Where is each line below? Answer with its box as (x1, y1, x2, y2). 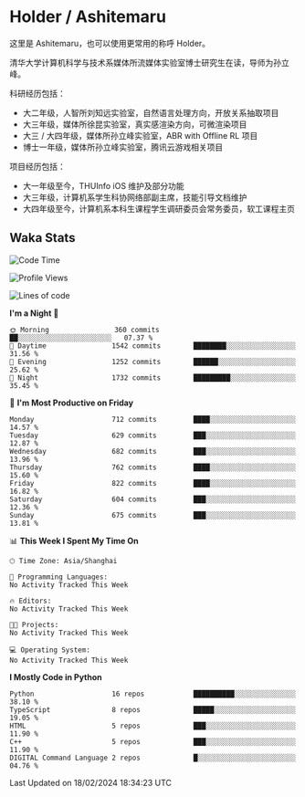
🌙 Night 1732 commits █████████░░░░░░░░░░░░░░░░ (9, 372, 297, 383)
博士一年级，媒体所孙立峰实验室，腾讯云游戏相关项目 (22, 142, 224, 152)
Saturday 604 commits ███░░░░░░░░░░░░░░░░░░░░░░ (9, 495, 297, 504)
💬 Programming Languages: (9, 572, 108, 582)
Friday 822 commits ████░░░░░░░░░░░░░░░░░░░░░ (9, 478, 297, 488)
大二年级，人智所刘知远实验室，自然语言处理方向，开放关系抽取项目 (22, 107, 279, 118)
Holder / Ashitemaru (9, 6, 167, 27)
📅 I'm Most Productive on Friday (9, 397, 134, 408)
